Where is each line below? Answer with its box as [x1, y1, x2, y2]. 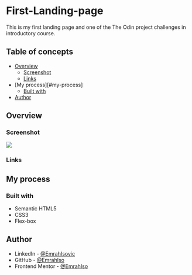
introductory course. [6, 29, 56, 36]
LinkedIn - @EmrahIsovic [14, 250, 75, 257]
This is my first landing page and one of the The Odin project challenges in [6, 24, 186, 31]
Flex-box [14, 217, 36, 224]
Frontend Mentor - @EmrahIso [14, 263, 88, 270]
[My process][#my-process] [14, 81, 83, 88]
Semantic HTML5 [14, 205, 57, 212]
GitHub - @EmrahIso [14, 256, 64, 263]
